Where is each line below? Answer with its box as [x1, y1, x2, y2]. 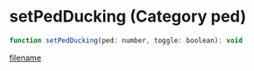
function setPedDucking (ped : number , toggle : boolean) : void [9, 36, 243, 45]
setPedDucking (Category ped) [9, 6, 247, 27]
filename [9, 52, 42, 63]
